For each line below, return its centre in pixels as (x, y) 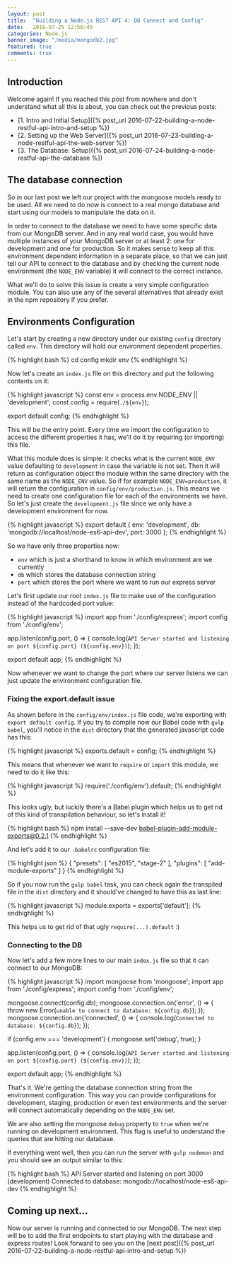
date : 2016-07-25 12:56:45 (50, 27)
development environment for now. (58, 511)
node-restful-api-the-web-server (66, 143)
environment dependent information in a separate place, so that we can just (117, 256)
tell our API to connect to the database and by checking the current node (113, 263)
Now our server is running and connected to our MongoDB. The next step (114, 1228)
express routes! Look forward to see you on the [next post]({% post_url (111, 1243)
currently (31, 567)
